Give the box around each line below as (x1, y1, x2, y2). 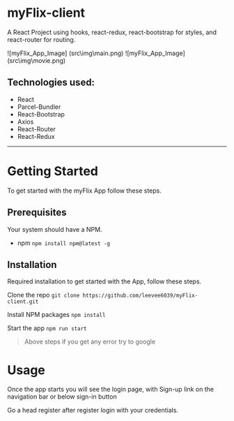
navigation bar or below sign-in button (7, 392, 117, 401)
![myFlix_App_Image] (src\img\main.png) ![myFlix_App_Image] (7, 49, 186, 57)
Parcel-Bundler (17, 103, 61, 111)
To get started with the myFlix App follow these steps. (7, 186, 162, 195)
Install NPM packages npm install (7, 311, 106, 319)
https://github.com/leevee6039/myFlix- (82, 292, 198, 300)
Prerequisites (7, 207, 67, 219)
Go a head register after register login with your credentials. (7, 406, 179, 415)
